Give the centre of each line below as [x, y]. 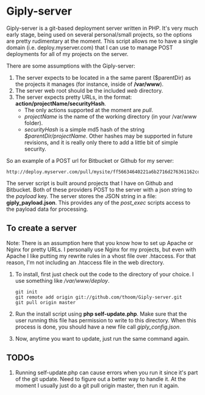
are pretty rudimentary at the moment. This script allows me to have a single [102, 41]
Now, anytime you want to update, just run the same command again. [102, 338]
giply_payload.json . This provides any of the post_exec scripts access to [99, 202]
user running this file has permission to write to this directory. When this [106, 320]
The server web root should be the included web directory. [89, 90]
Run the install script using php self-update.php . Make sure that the [101, 314]
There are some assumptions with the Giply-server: [71, 66]
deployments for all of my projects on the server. [67, 54]
